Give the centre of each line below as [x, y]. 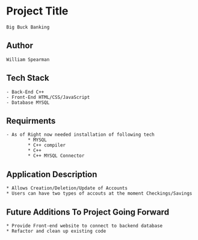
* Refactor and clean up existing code [56, 231]
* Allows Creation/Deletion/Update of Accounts [67, 188]
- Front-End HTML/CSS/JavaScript [48, 97]
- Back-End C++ [25, 92]
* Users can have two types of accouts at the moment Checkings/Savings [99, 194]
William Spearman [28, 59]
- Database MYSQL [28, 103]
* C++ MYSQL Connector [56, 156]
